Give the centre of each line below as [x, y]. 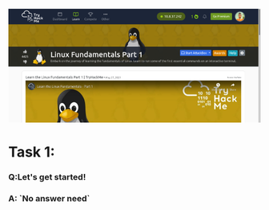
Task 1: [32, 152]
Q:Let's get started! [47, 177]
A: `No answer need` [49, 198]
